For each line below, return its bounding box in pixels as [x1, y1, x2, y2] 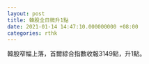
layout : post [7, 10, 45, 17]
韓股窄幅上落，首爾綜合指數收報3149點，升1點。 [7, 49, 146, 58]
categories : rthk [7, 29, 58, 37]
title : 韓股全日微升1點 [7, 17, 69, 24]
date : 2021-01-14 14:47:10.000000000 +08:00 [7, 23, 139, 30]
